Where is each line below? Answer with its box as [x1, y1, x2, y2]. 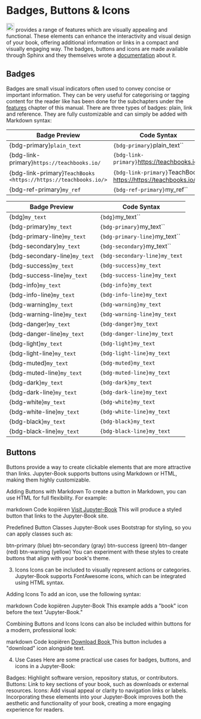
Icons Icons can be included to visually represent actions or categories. [14, 566, 191, 573]
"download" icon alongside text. [6, 644, 86, 651]
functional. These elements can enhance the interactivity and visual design [6, 32, 191, 40]
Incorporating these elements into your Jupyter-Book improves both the [6, 693, 184, 700]
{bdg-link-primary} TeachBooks [9, 169, 95, 177]
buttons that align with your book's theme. [6, 554, 111, 561]
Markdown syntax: [6, 116, 52, 124]
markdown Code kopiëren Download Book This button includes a [6, 638, 166, 645]
